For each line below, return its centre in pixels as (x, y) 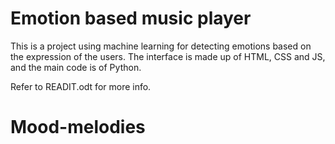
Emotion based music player (131, 18)
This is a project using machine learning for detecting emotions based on (161, 46)
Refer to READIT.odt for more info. (81, 86)
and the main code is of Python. (76, 67)
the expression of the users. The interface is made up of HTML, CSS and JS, (168, 56)
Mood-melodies (78, 127)
